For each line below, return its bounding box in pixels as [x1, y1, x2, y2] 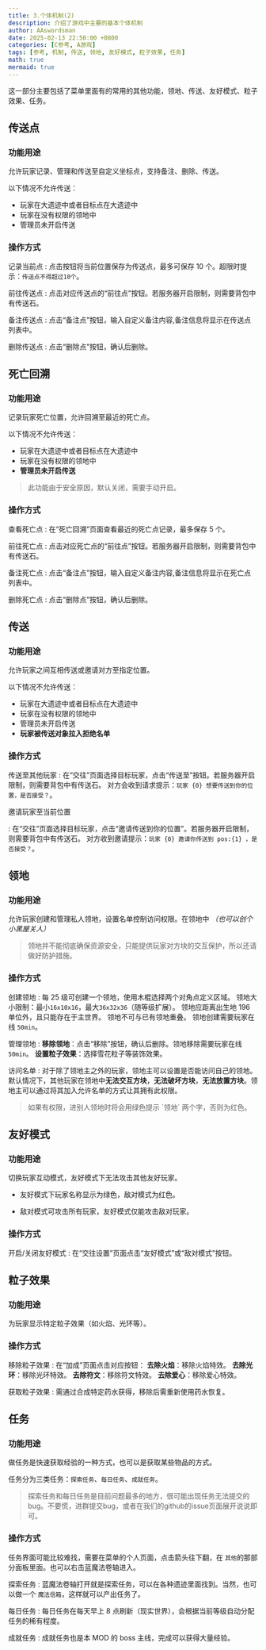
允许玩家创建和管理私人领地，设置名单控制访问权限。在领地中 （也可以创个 [8, 914, 253, 924]
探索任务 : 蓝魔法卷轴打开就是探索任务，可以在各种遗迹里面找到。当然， [8, 1579, 243, 1589]
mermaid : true [8, 63, 55, 71]
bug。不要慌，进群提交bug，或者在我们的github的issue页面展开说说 [27, 1501, 251, 1511]
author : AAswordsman [8, 26, 77, 34]
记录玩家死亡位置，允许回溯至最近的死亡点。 [8, 412, 154, 422]
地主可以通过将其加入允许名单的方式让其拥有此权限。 [8, 1085, 182, 1095]
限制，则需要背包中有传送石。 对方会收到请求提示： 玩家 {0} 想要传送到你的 [8, 780, 248, 789]
